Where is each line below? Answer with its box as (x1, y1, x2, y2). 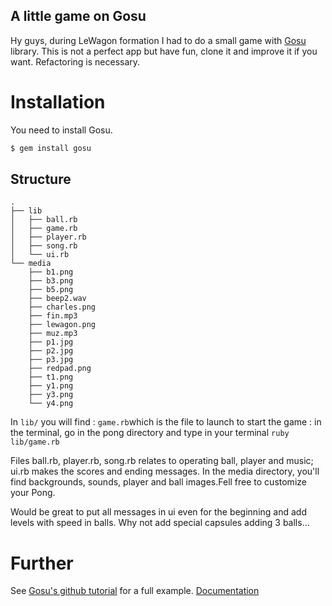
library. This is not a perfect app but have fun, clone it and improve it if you (10, 45, 318, 57)
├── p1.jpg (28, 337, 74, 348)
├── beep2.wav (28, 294, 87, 304)
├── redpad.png (28, 364, 92, 374)
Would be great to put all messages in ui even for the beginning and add (10, 506, 307, 518)
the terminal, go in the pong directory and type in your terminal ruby (10, 427, 290, 439)
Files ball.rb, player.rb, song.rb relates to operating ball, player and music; (10, 455, 314, 467)
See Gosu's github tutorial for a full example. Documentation (10, 585, 260, 597)
